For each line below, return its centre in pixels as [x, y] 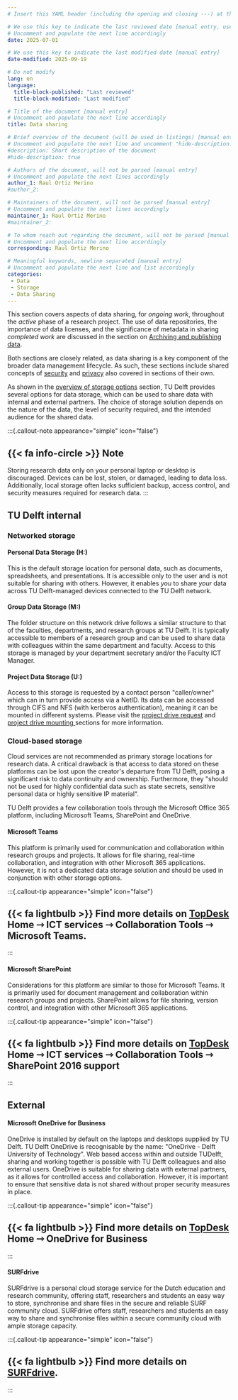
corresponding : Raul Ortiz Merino [58, 248]
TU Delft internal [44, 515]
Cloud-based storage [45, 741]
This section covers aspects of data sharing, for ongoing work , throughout [116, 314]
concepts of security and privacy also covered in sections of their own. [111, 373]
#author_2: [23, 190]
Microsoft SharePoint [39, 969]
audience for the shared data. [51, 417]
